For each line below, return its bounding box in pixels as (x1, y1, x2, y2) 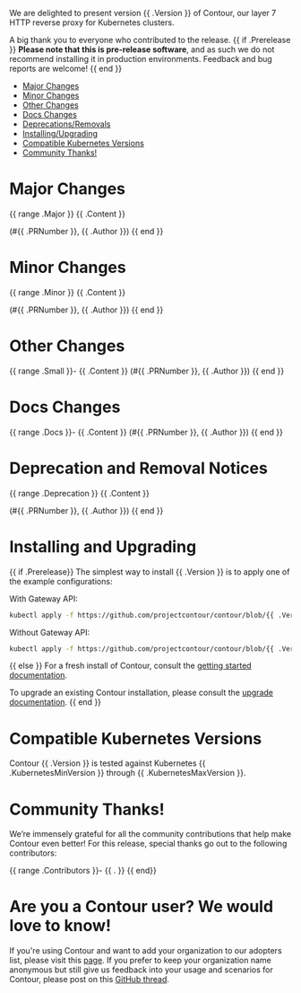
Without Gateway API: (9, 627, 90, 637)
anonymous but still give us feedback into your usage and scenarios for (9, 964, 273, 975)
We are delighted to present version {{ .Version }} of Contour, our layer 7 (9, 8, 277, 18)
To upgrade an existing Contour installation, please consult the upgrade (9, 687, 273, 699)
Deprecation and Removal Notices (9, 458, 269, 479)
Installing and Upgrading (9, 536, 197, 557)
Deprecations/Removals (21, 119, 111, 129)
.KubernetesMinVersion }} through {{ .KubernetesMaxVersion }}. (9, 768, 246, 778)
